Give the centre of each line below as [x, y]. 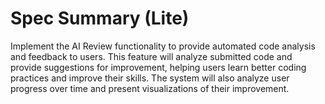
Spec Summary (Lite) [100, 18]
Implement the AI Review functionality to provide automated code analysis [163, 46]
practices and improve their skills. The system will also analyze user [150, 78]
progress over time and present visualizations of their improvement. [150, 88]
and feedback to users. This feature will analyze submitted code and [151, 56]
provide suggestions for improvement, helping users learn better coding [158, 67]
